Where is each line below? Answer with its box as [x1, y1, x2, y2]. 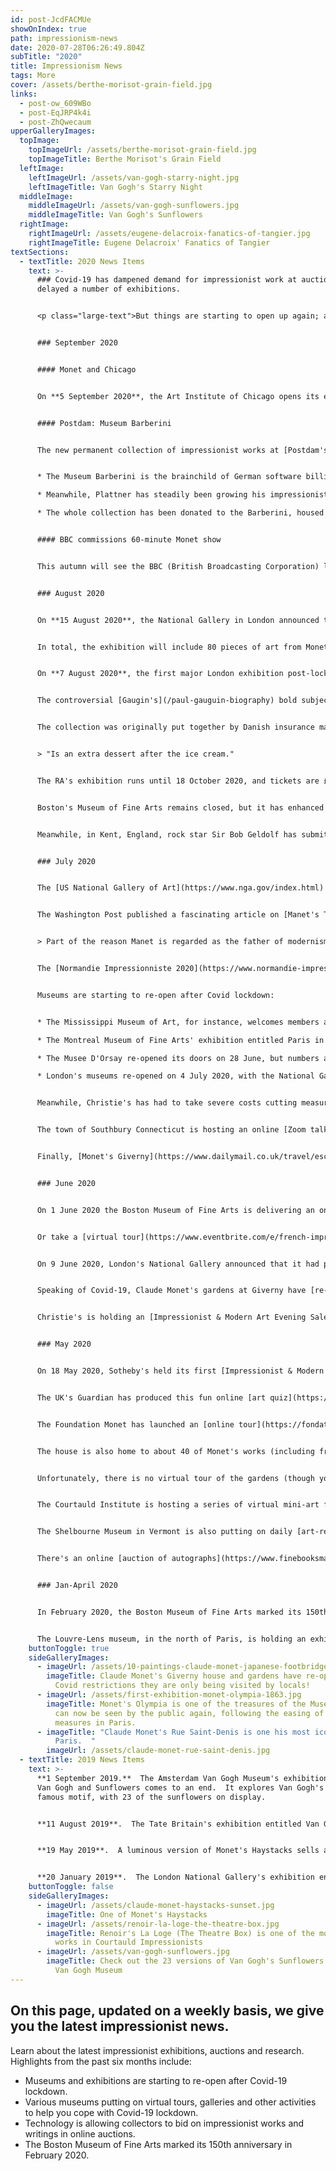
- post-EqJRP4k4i [19, 107, 92, 118]
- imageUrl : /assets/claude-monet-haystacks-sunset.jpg [36, 1900, 275, 1910]
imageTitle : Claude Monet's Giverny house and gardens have [46, 1671, 302, 1681]
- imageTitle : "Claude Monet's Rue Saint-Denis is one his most [36, 1727, 311, 1737]
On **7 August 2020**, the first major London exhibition [36, 669, 284, 679]
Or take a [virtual [36, 1232, 118, 1242]
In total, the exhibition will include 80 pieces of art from [36, 642, 302, 652]
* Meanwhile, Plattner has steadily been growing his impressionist [36, 490, 329, 500]
